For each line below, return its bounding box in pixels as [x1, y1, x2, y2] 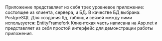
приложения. [5, 31, 33, 36]
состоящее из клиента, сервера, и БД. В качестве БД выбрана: [5, 9, 141, 15]
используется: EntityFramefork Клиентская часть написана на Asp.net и [5, 20, 158, 26]
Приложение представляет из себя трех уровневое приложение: [5, 4, 145, 10]
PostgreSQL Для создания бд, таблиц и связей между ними [5, 15, 132, 20]
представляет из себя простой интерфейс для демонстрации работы [5, 25, 153, 31]
